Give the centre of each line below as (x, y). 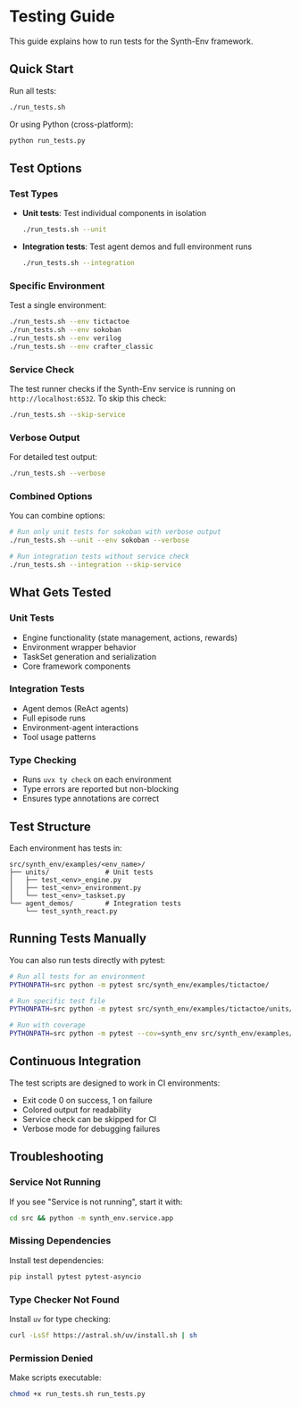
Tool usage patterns (59, 737)
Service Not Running (55, 1182)
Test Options (46, 168)
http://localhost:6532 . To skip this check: (88, 398)
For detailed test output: (54, 457)
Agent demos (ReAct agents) (75, 708)
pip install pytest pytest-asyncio (75, 1277)
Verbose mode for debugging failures (91, 1128)
